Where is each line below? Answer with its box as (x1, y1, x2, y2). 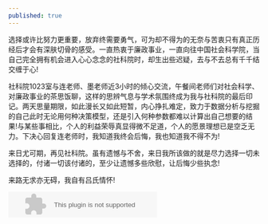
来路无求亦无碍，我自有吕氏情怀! (8, 175, 116, 184)
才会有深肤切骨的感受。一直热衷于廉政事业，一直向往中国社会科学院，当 (22, 45, 260, 54)
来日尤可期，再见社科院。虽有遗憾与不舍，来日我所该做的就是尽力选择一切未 (8, 148, 260, 158)
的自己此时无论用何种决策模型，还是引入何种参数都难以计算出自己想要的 (8, 111, 246, 120)
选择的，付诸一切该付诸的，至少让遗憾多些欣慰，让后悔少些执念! (8, 158, 221, 167)
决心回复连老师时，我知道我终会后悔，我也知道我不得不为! (29, 131, 221, 140)
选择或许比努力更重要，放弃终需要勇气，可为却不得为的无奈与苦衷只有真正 (8, 34, 253, 44)
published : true (8, 11, 62, 20)
